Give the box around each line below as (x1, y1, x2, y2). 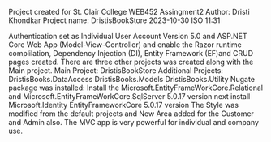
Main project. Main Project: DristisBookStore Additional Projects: (8, 66, 223, 75)
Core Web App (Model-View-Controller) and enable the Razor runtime (8, 40, 242, 49)
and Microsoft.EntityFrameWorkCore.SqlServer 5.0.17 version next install (8, 92, 251, 101)
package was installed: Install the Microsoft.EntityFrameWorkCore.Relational (8, 83, 264, 93)
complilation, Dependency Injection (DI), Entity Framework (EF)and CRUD (8, 49, 254, 58)
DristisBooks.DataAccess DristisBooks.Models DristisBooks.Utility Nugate (8, 75, 256, 84)
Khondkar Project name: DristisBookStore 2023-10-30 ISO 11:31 (8, 15, 221, 25)
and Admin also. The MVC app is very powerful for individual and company (8, 118, 260, 127)
